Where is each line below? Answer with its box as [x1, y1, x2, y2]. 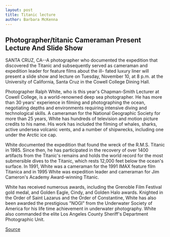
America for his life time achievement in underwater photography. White [5, 205, 156, 212]
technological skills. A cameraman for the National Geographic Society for [5, 110, 161, 116]
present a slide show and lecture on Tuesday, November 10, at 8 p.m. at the [5, 73, 164, 79]
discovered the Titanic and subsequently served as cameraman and [5, 63, 148, 69]
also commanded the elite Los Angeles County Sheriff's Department [5, 211, 149, 217]
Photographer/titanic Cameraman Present [5, 36, 141, 44]
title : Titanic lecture [5, 12, 56, 17]
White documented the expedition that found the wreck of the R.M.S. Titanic [5, 142, 165, 148]
